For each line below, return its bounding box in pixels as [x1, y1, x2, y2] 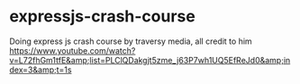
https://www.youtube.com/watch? [9, 45, 136, 55]
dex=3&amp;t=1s [9, 64, 72, 75]
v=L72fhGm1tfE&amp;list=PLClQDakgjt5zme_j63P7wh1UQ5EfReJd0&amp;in [9, 55, 291, 65]
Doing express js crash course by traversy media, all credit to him [9, 36, 252, 46]
